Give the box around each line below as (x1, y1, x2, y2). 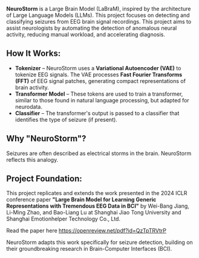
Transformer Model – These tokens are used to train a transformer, (15, 90, 183, 98)
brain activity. (15, 84, 50, 91)
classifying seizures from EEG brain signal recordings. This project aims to (6, 18, 192, 25)
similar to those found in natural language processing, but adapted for (15, 96, 189, 104)
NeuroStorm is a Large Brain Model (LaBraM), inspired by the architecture (6, 5, 191, 12)
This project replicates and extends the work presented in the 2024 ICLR (6, 190, 188, 197)
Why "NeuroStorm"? (6, 133, 86, 144)
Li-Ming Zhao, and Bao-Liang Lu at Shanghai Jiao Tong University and (6, 209, 181, 216)
